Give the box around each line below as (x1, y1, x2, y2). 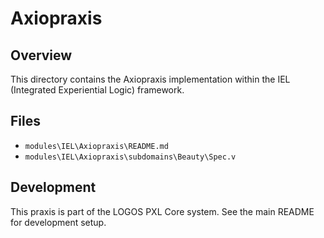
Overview (10, 47, 73, 64)
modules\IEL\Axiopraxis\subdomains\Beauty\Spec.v (24, 152, 237, 162)
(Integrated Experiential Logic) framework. (10, 84, 185, 96)
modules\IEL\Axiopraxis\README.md (24, 141, 169, 151)
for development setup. (10, 216, 107, 228)
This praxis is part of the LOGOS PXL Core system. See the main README (10, 205, 315, 217)
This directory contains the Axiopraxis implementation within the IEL (10, 73, 291, 85)
